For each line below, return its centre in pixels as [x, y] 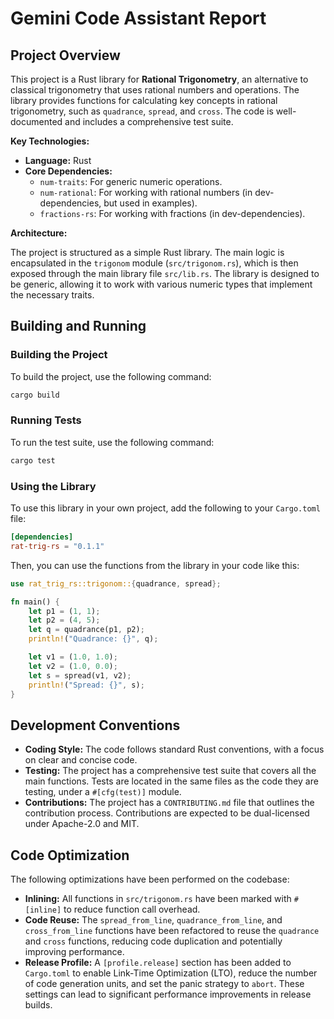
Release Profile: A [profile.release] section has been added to [158, 963]
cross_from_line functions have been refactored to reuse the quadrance [172, 931]
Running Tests [46, 420]
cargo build [35, 395]
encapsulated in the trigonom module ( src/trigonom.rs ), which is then [154, 263]
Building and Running [78, 326]
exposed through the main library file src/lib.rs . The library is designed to [165, 273]
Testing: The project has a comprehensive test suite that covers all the [170, 771]
